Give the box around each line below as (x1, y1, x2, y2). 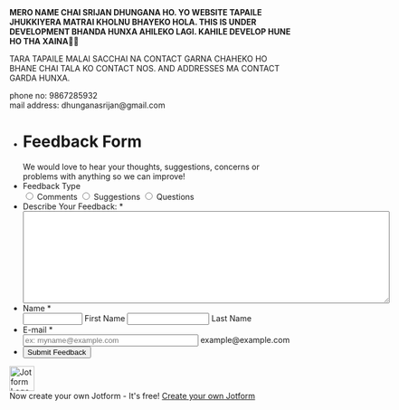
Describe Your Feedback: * (22, 201, 124, 212)
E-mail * (22, 324, 53, 335)
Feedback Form (22, 131, 142, 152)
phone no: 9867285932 (9, 91, 98, 100)
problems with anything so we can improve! (22, 170, 185, 182)
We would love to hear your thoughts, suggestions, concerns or (22, 161, 261, 172)
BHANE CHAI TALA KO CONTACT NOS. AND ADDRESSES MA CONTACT (9, 63, 280, 73)
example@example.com (200, 334, 290, 345)
